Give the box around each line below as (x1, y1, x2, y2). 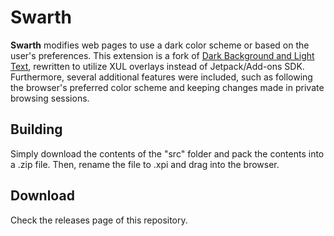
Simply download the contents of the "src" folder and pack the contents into (10, 147, 325, 160)
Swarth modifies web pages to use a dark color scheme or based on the (10, 39, 310, 51)
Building (10, 121, 63, 138)
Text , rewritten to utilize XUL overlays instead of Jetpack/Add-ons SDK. (10, 60, 305, 72)
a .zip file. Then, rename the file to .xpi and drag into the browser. (10, 158, 280, 170)
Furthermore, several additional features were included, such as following (10, 71, 313, 83)
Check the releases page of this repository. (10, 214, 188, 226)
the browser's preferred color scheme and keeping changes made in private (10, 81, 325, 93)
